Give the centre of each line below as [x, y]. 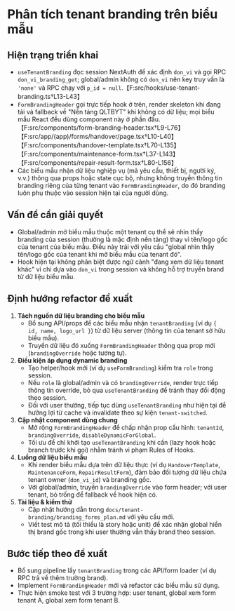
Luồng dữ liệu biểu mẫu [52, 457]
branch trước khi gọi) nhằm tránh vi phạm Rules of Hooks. [111, 450]
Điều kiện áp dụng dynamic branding [72, 360]
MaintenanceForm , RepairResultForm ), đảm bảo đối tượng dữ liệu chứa [127, 472]
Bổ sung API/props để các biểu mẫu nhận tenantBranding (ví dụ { [122, 323]
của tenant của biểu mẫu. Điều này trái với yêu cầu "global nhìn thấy [116, 247]
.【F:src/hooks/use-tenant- [161, 88]
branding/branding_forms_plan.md [77, 517]
